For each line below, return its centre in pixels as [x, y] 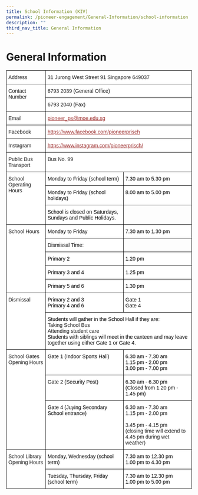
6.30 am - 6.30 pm [146, 382]
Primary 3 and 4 [66, 273]
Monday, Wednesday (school [80, 457]
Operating [20, 185]
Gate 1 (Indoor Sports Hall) [78, 357]
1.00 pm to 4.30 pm [148, 463]
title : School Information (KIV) [47, 12]
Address [18, 78]
